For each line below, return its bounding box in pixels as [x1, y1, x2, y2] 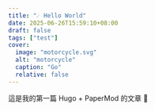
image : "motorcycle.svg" [15, 48, 97, 56]
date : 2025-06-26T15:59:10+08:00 [8, 19, 119, 27]
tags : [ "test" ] [8, 33, 59, 42]
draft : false [8, 26, 51, 34]
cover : [8, 41, 30, 49]
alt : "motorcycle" [15, 56, 77, 64]
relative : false [15, 71, 69, 78]
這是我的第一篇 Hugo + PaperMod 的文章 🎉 [8, 93, 149, 103]
